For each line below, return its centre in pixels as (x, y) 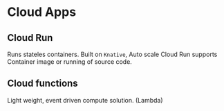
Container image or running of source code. (70, 62)
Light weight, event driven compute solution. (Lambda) (85, 100)
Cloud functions (43, 84)
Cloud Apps (42, 12)
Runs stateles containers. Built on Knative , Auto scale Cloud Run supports (112, 54)
